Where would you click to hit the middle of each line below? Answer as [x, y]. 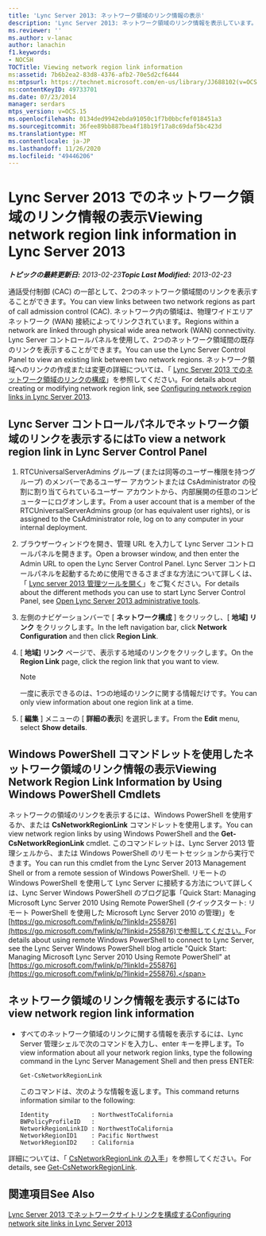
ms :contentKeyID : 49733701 [53, 89]
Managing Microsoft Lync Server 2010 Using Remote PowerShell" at [120, 956]
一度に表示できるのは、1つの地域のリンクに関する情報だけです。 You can [139, 693]
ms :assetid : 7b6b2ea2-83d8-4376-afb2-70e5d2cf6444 [94, 75]
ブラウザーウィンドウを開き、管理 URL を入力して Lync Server [122, 544]
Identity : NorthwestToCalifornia [96, 1114]
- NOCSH [21, 60]
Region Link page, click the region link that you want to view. [119, 661]
